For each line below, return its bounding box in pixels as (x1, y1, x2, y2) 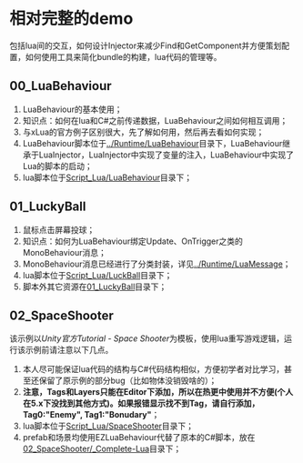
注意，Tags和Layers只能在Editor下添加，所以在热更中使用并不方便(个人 (22, 387, 294, 398)
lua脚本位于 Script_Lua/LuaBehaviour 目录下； (22, 172, 193, 183)
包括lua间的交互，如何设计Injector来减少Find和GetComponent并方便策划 (9, 40, 282, 51)
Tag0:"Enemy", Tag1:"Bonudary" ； (22, 409, 160, 420)
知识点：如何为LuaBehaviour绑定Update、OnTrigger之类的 (22, 236, 244, 247)
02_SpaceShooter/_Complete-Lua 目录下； (22, 443, 182, 455)
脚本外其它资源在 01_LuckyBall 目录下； (22, 281, 167, 292)
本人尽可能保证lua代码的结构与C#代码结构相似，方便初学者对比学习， (22, 364, 285, 375)
